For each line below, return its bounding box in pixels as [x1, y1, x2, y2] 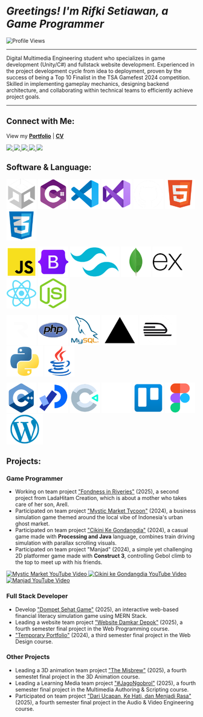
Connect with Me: [6, 116, 75, 126]
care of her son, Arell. [14, 501, 69, 508]
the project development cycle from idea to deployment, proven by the [6, 67, 182, 74]
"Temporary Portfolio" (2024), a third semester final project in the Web [14, 631, 191, 638]
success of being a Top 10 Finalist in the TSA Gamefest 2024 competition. [6, 74, 191, 81]
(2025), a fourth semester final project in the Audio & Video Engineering [14, 698, 194, 706]
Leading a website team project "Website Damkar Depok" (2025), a [14, 618, 183, 626]
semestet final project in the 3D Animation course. [14, 673, 140, 680]
